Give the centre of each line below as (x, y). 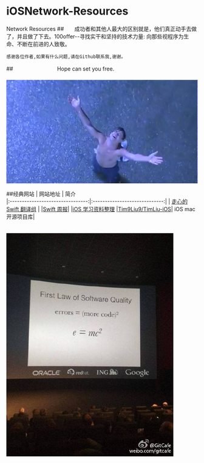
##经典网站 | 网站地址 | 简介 (41, 194)
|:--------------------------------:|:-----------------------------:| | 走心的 (97, 201)
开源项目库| (21, 217)
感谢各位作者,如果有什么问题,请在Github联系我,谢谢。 (66, 57)
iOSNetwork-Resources (67, 11)
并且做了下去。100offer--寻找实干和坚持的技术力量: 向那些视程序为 (100, 36)
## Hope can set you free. (60, 69)
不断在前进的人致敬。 (43, 44)
